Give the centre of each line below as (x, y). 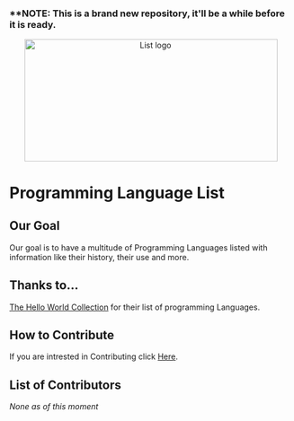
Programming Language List (117, 193)
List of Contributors (65, 385)
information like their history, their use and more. (99, 257)
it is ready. (33, 24)
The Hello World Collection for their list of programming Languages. (135, 307)
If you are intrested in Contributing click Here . (94, 356)
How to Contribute (62, 335)
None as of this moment (54, 407)
